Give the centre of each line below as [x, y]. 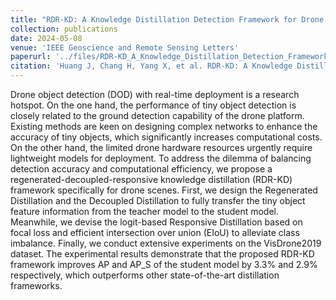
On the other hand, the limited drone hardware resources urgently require [161, 147]
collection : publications [64, 29]
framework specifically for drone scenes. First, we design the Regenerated [164, 190]
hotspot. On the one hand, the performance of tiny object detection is [153, 105]
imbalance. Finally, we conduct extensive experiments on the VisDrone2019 [166, 243]
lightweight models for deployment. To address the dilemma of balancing [161, 158]
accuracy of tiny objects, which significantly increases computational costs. [166, 137]
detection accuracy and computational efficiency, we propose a [141, 169]
